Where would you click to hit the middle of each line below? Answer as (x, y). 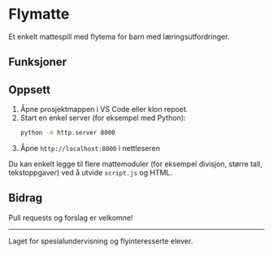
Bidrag (26, 198)
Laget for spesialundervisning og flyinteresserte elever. (101, 241)
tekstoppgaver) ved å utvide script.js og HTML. (91, 173)
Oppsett (30, 90)
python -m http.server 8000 (67, 133)
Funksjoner (38, 62)
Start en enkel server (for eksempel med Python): (103, 118)
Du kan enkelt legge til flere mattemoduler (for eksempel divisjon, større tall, (135, 164)
